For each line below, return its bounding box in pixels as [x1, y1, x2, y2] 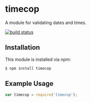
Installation [5, 43, 40, 52]
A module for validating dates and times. [5, 20, 87, 25]
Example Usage [5, 79, 54, 88]
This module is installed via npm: [5, 56, 71, 62]
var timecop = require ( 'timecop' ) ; [5, 92, 78, 98]
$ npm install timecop [5, 66, 51, 71]
